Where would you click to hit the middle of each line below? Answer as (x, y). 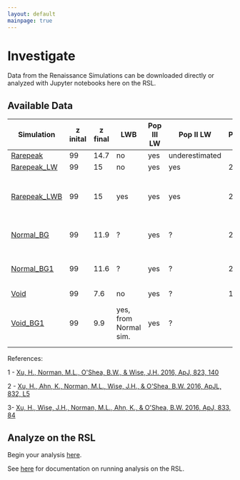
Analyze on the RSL (52, 438)
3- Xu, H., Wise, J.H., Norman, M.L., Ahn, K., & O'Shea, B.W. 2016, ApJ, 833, (119, 408)
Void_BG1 (28, 323)
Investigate (41, 56)
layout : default (31, 14)
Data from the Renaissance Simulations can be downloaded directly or (111, 76)
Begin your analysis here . (45, 455)
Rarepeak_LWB (37, 197)
